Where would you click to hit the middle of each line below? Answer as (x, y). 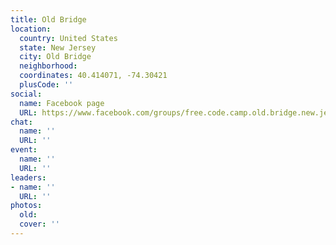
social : (26, 94)
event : (24, 150)
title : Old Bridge (48, 19)
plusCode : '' (46, 85)
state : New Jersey (58, 47)
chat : (21, 122)
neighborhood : (48, 66)
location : (31, 29)
